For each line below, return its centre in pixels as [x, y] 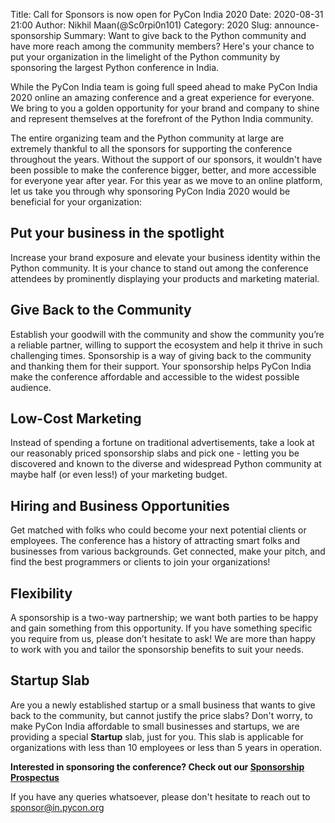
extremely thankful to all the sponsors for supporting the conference [151, 148]
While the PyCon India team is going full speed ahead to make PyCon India [164, 87]
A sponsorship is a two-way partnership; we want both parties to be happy [164, 618]
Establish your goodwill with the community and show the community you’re [167, 334]
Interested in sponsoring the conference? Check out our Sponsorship [157, 766]
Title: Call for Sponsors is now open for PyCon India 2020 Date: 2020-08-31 [167, 14]
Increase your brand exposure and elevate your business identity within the [165, 257]
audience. [31, 387]
